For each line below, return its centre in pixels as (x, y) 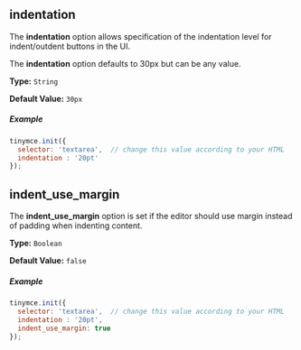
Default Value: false (48, 261)
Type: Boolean (36, 244)
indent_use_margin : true (64, 328)
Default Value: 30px (46, 98)
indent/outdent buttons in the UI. (70, 46)
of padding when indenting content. (76, 226)
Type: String (34, 81)
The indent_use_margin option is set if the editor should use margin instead (151, 216)
